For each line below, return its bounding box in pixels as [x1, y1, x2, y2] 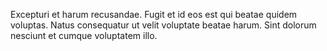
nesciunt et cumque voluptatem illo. [10, 30, 158, 41]
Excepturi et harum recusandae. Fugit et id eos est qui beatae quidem [10, 9, 298, 20]
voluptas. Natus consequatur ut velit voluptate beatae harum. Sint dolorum [10, 19, 317, 31]
